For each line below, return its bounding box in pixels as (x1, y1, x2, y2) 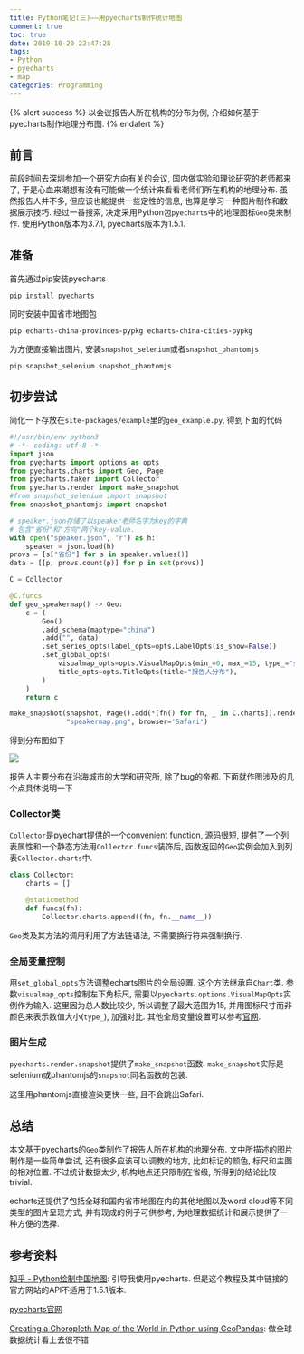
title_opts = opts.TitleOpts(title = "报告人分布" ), (57, 667, 238, 676)
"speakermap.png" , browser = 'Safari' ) (66, 718, 208, 727)
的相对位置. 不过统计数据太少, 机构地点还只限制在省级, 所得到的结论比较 (9, 1167, 277, 1178)
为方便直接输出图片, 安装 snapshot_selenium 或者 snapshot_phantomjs (9, 344, 260, 355)
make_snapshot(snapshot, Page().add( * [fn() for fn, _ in (9, 709, 229, 718)
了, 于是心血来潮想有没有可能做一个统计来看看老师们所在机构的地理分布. (9, 184, 279, 195)
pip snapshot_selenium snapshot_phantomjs (9, 362, 172, 371)
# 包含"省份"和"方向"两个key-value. (9, 525, 136, 534)
